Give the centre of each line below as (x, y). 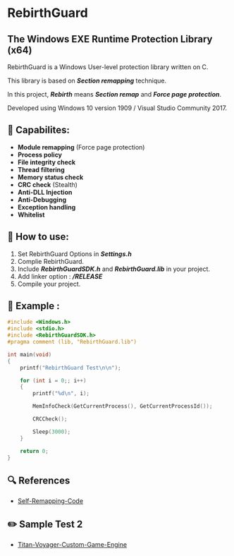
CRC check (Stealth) (47, 184)
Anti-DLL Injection (45, 192)
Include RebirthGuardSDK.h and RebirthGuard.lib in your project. (113, 269)
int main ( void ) (30, 354)
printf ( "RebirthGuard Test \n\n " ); (70, 368)
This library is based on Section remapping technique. (87, 80)
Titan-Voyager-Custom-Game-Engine (72, 545)
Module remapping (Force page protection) (81, 147)
